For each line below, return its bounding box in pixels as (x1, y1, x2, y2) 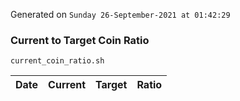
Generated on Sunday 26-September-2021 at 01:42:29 (10, 9, 231, 20)
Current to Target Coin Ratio (10, 33, 150, 47)
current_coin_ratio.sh (10, 56, 105, 66)
